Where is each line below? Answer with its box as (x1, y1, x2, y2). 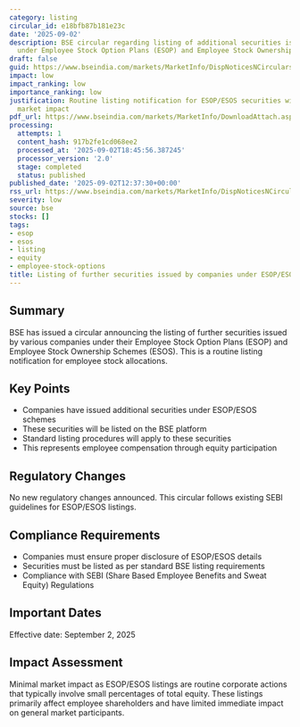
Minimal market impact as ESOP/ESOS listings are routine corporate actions (9, 679, 287, 690)
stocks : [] (9, 211, 50, 221)
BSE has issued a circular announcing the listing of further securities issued (9, 326, 287, 337)
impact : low (9, 71, 54, 80)
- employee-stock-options (9, 262, 105, 271)
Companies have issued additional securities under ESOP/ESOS (21, 405, 257, 416)
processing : (9, 121, 54, 130)
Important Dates (9, 606, 102, 621)
